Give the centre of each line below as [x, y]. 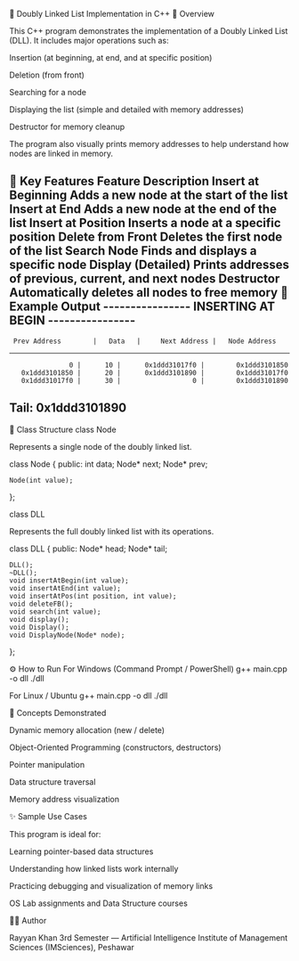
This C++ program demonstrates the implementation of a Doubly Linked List [149, 31]
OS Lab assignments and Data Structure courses [99, 903]
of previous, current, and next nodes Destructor [145, 279]
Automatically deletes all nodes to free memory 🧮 [149, 293]
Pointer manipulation [47, 764]
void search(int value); [55, 611]
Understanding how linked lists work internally [94, 868]
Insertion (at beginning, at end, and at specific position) [111, 57]
